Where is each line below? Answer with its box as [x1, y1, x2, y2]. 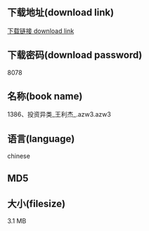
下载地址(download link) [7, 6, 115, 19]
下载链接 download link [7, 27, 74, 35]
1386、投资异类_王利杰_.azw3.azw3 [7, 110, 111, 119]
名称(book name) [7, 91, 83, 103]
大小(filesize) [7, 198, 65, 210]
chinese [7, 152, 30, 160]
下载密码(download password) [7, 49, 143, 61]
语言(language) [7, 133, 75, 145]
